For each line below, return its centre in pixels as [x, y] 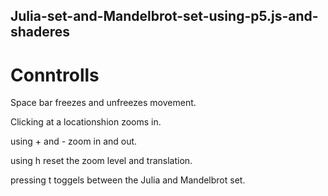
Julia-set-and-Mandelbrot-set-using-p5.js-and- [164, 16]
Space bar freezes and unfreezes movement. [103, 103]
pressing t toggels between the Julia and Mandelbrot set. [128, 180]
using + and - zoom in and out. [74, 141]
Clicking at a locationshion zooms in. [86, 122]
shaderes [40, 32]
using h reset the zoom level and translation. [101, 161]
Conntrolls [55, 75]
